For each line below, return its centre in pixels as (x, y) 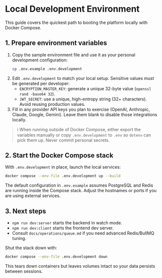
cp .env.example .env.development (47, 69)
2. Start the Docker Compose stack (59, 155)
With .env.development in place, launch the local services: (63, 167)
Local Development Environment (72, 9)
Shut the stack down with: (31, 248)
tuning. (19, 238)
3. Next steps (26, 211)
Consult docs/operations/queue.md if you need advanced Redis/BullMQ (83, 233)
